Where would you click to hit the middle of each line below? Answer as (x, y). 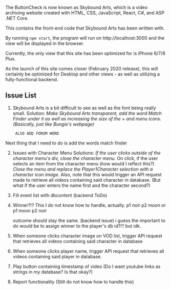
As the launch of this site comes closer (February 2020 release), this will (82, 69)
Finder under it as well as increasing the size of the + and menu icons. (87, 118)
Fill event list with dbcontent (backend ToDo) (60, 195)
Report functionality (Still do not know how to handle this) (73, 282)
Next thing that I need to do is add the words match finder (66, 143)
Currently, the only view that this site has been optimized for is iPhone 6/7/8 (85, 53)
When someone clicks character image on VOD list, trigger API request (87, 236)
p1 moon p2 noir (30, 210)
